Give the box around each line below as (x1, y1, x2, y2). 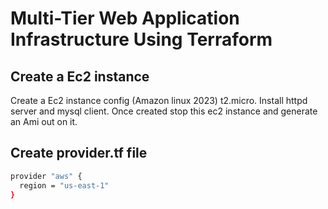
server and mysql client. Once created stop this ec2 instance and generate (10, 105, 318, 117)
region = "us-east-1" (19, 180, 110, 191)
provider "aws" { (10, 171, 83, 181)
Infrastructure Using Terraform (10, 28, 273, 51)
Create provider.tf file (10, 145, 148, 162)
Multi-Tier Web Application (10, 7, 240, 30)
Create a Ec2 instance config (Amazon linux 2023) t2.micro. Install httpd (10, 95, 308, 106)
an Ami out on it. (10, 116, 78, 127)
